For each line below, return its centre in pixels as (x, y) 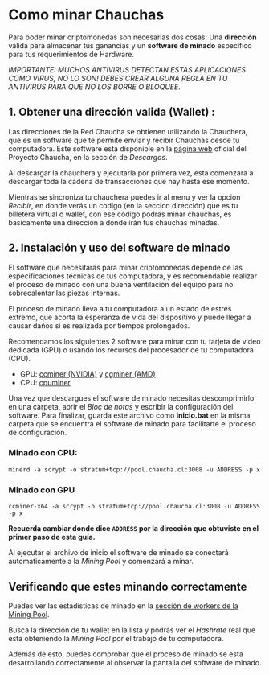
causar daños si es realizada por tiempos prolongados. (99, 325)
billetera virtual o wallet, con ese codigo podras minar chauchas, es (120, 214)
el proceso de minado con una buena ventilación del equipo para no (121, 284)
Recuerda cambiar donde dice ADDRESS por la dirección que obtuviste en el (134, 529)
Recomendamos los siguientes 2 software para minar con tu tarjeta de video (134, 341)
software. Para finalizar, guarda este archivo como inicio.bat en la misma (129, 415)
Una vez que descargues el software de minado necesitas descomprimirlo (131, 398)
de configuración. (37, 432)
